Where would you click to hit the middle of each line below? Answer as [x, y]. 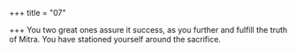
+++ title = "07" [38, 13]
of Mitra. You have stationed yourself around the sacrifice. [115, 39]
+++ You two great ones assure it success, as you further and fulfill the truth [148, 30]
